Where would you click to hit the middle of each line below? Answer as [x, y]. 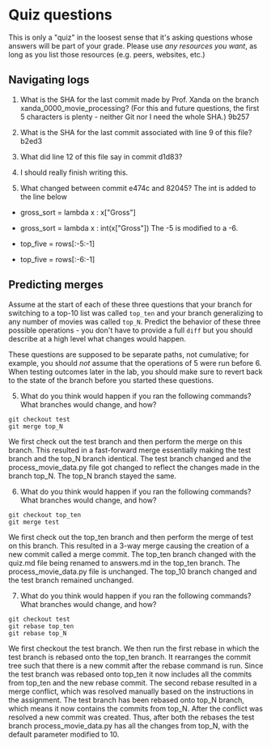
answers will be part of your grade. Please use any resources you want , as [133, 45]
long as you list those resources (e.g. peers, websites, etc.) [107, 54]
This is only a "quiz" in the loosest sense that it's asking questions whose [131, 37]
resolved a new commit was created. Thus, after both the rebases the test [131, 717]
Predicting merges [56, 285]
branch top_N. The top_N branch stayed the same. [92, 476]
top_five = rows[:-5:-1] [57, 244]
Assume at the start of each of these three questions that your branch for [131, 304]
